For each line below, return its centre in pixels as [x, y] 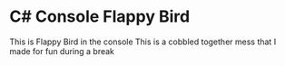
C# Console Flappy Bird [100, 17]
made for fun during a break [62, 51]
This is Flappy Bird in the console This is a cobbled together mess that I [143, 42]
